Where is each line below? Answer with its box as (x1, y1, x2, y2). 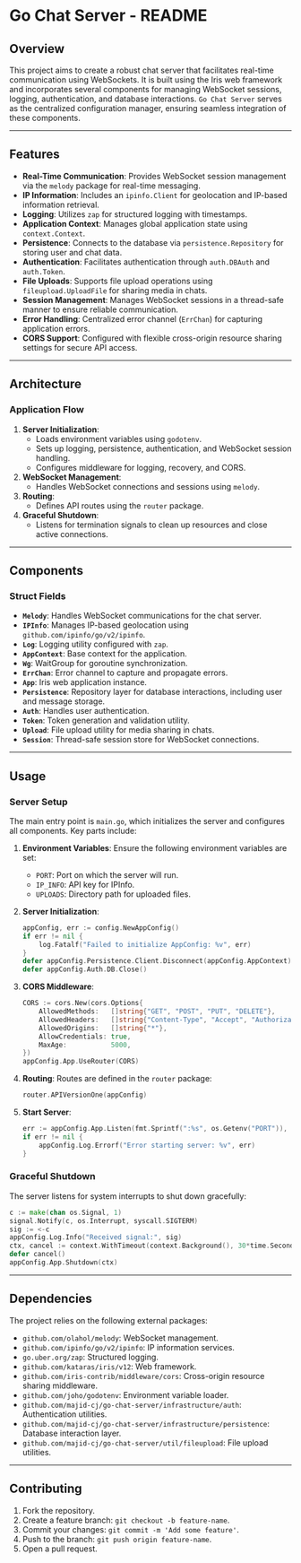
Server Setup (9, 795, 69, 808)
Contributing (9, 1481, 82, 1497)
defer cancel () (9, 1250, 66, 1259)
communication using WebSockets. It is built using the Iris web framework (9, 74, 283, 85)
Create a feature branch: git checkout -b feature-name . (21, 1515, 230, 1525)
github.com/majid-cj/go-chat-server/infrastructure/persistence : (21, 1418, 271, 1428)
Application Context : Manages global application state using (21, 218, 248, 229)
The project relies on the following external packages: (9, 1315, 208, 1325)
